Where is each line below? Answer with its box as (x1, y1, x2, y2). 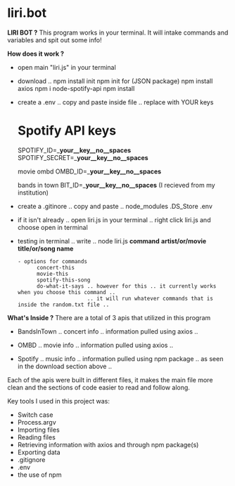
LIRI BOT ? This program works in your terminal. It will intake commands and (7, 28, 229, 37)
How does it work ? (7, 49, 65, 58)
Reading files (17, 432, 56, 442)
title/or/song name (17, 244, 74, 253)
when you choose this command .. (17, 288, 116, 296)
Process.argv (17, 418, 56, 426)
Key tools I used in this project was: (7, 396, 110, 405)
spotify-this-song (36, 277, 91, 284)
